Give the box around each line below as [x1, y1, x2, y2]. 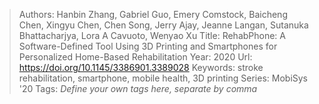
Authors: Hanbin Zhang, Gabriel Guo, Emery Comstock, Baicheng [18, 9, 288, 20]
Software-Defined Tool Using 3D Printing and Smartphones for [18, 40, 278, 52]
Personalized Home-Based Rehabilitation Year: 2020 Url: [18, 51, 253, 63]
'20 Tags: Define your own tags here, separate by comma [18, 83, 258, 94]
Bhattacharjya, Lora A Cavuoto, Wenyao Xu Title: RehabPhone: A [18, 30, 287, 41]
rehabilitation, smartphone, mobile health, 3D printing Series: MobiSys [18, 72, 309, 84]
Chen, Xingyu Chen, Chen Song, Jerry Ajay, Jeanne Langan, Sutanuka [18, 19, 309, 31]
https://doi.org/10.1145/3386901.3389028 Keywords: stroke [18, 62, 264, 73]
